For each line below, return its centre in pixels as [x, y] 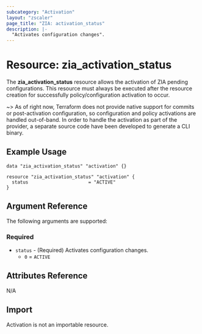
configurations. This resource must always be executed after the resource [99, 89]
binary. [15, 133]
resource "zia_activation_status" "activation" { [71, 177]
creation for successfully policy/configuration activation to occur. [88, 95]
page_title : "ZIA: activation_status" [56, 23]
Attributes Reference [47, 276]
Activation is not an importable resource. [57, 324]
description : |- [27, 29]
